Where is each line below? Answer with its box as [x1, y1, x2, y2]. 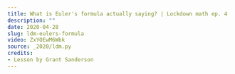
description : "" [7, 17, 56, 24]
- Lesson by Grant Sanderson [7, 56, 94, 63]
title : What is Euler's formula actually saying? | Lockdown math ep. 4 [7, 10, 228, 18]
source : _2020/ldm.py [7, 43, 72, 50]
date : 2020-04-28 [7, 23, 59, 30]
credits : [7, 50, 33, 57]
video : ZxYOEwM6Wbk [7, 37, 66, 44]
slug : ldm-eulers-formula [7, 30, 84, 37]
